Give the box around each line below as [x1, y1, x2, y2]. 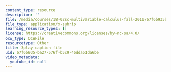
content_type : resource [5, 7, 56, 13]
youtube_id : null [10, 59, 47, 64]
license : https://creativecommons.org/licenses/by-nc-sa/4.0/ [5, 31, 140, 36]
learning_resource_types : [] [5, 26, 67, 31]
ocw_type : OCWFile [5, 36, 44, 41]
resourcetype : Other [5, 41, 49, 46]
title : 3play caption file [5, 45, 63, 50]
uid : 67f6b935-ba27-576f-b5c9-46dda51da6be [5, 50, 99, 55]
